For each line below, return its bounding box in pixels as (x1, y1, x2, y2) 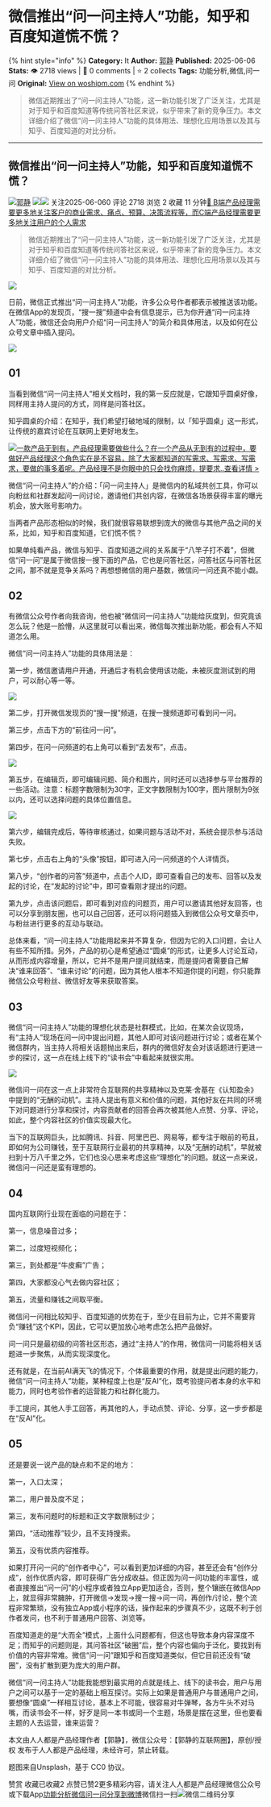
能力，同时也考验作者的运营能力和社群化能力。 (8, 1386, 164, 1396)
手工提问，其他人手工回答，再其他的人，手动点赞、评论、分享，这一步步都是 (8, 1404, 263, 1413)
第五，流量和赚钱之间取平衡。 (8, 1295, 107, 1304)
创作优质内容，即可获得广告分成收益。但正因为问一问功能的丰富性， (25, 1572, 252, 1582)
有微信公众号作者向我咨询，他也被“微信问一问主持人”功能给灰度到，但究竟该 (8, 611, 262, 621)
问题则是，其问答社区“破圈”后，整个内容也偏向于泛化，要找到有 (50, 1640, 262, 1650)
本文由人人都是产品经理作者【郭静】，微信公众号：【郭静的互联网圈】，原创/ (8, 1734, 256, 1744)
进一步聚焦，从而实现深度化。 (15, 1349, 115, 1359)
